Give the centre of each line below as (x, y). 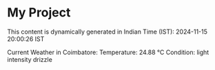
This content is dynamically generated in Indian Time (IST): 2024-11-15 (107, 32)
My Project (39, 13)
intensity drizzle (30, 59)
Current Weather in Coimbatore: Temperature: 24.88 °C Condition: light (108, 52)
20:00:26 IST (26, 38)
